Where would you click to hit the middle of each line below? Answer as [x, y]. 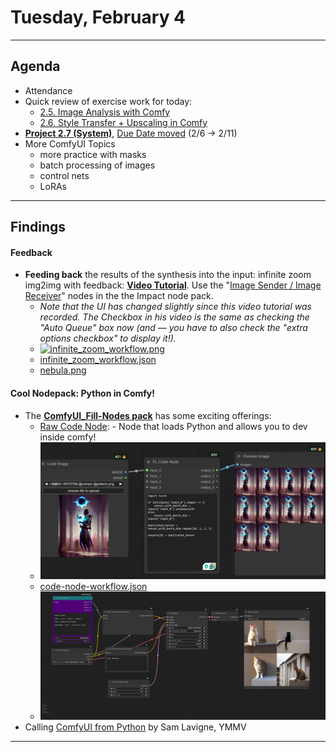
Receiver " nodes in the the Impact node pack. [119, 296]
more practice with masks [93, 154]
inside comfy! [68, 437]
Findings [38, 227]
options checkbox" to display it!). [108, 338]
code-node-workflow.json [93, 586]
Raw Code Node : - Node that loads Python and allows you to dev [173, 426]
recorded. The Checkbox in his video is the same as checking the [174, 317]
